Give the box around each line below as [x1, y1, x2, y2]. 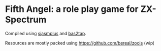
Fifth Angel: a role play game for [5, 3, 139, 15]
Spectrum [5, 14, 47, 25]
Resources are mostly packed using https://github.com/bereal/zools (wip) [5, 40, 155, 46]
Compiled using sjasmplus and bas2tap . [5, 30, 86, 36]
